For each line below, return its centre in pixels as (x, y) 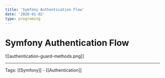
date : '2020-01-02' (25, 14)
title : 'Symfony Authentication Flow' (45, 10)
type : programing (23, 19)
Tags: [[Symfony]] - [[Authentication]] (43, 70)
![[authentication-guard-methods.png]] (45, 56)
